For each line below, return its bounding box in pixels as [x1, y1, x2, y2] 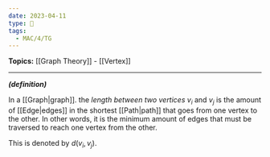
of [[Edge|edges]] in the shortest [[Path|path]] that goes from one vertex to [8, 105, 258, 115]
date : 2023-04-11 [8, 11, 67, 20]
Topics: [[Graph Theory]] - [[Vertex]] [8, 56, 131, 66]
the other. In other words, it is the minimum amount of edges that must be [8, 114, 252, 124]
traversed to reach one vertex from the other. [8, 122, 158, 133]
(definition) [8, 80, 47, 89]
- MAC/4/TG [15, 34, 52, 43]
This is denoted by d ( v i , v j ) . [8, 138, 98, 150]
